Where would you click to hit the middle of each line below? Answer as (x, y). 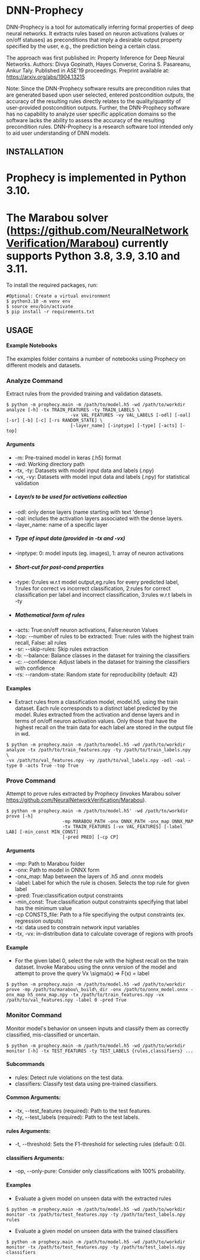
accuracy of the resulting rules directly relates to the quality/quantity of (93, 101)
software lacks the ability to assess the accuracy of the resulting (86, 120)
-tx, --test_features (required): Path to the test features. (83, 1111)
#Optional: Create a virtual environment (59, 296)
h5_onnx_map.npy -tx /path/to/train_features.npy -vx (96, 995)
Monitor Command (34, 1015)
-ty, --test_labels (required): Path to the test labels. (77, 1117)
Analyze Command (34, 380)
